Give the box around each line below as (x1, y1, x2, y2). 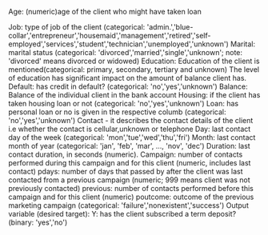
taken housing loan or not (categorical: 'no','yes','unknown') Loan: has (8, 99, 239, 108)
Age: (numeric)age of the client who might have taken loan (8, 7, 202, 16)
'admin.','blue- (146, 22, 194, 31)
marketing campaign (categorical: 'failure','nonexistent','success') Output (8, 201, 250, 210)
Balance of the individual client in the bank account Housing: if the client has (8, 90, 261, 99)
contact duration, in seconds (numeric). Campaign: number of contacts (8, 149, 243, 159)
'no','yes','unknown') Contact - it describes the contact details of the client (8, 116, 254, 125)
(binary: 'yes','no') (8, 217, 68, 227)
